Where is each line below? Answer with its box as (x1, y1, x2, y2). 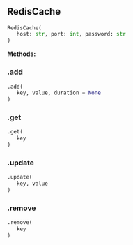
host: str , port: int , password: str (16, 31, 127, 38)
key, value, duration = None (16, 89, 101, 96)
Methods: (7, 50, 36, 58)
